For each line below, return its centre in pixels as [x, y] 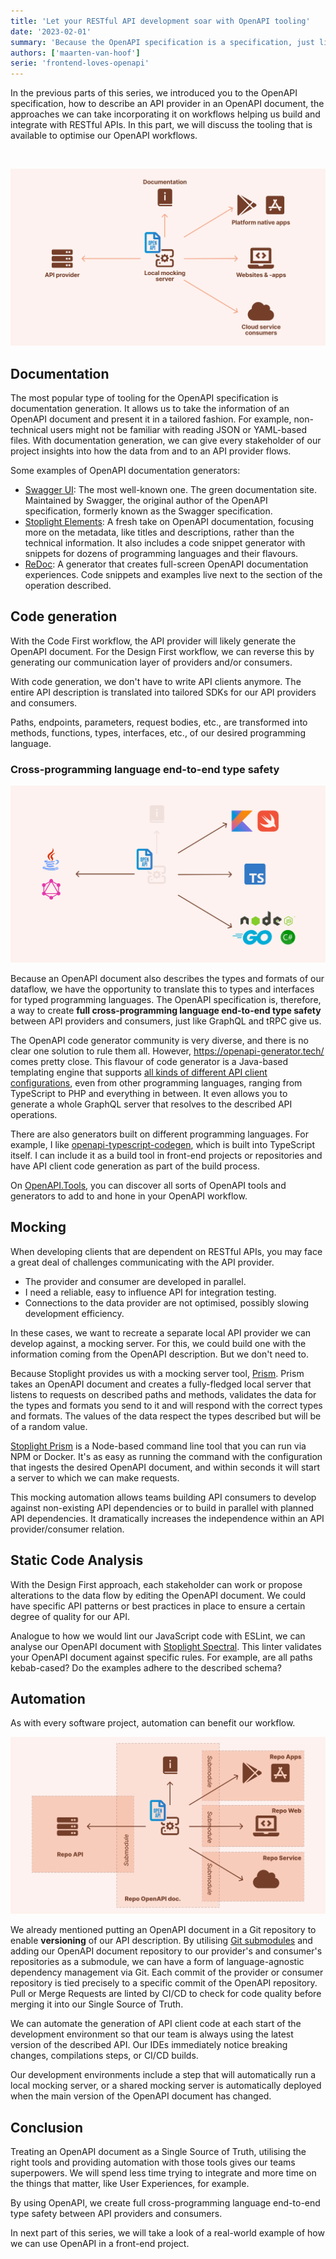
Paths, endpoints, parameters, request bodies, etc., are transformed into [159, 722]
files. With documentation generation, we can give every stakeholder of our [166, 440]
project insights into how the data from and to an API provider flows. [151, 451]
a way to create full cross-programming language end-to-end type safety [166, 1011]
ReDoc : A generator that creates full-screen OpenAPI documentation [166, 564]
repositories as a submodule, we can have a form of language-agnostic [157, 1962]
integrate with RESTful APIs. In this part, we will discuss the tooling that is [161, 125]
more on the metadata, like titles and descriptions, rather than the [159, 532]
